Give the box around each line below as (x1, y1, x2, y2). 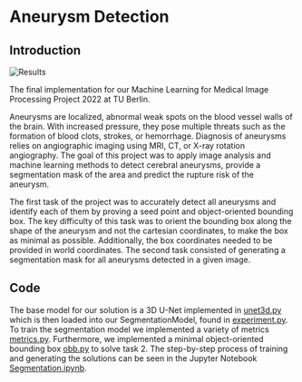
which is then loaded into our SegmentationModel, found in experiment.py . (9, 314, 288, 325)
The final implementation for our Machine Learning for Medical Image (9, 84, 269, 94)
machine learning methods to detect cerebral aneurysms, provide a (9, 160, 261, 170)
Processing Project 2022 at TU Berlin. (9, 93, 151, 104)
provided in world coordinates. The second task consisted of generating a (9, 245, 286, 255)
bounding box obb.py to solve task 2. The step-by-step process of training (9, 343, 288, 354)
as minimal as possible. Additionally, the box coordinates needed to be (9, 235, 273, 246)
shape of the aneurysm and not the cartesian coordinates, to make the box (9, 225, 288, 236)
